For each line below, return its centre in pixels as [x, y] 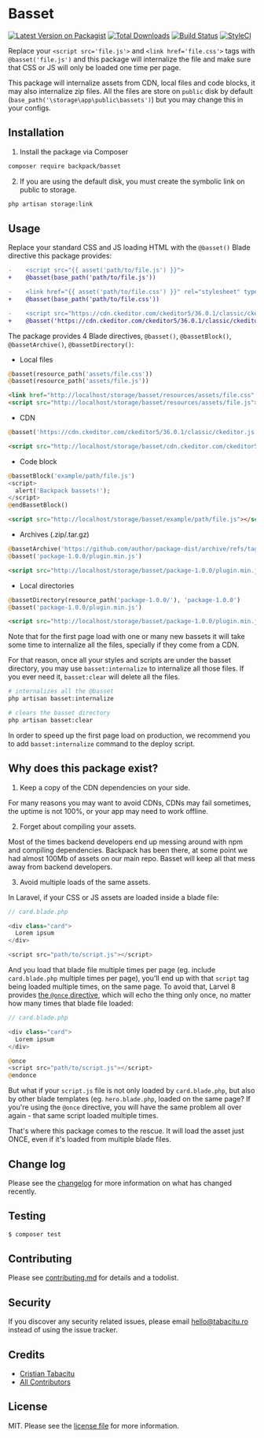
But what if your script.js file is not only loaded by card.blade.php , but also [132, 1091]
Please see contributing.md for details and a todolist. [93, 1278]
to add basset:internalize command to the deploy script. [101, 743]
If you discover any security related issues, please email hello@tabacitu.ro [128, 1321]
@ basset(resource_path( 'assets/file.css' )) [81, 374]
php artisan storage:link [50, 204]
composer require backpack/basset [65, 166]
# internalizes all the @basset [61, 691]
